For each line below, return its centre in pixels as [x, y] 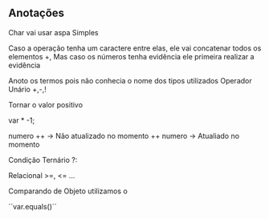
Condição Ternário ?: [43, 160]
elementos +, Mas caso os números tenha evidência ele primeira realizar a [131, 56]
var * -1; [22, 120]
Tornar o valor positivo [45, 104]
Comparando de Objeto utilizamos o [68, 191]
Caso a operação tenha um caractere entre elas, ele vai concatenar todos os [135, 48]
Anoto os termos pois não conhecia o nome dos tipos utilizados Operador [130, 80]
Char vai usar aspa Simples [53, 32]
